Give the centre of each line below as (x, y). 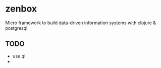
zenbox (21, 9)
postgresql (16, 28)
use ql (19, 56)
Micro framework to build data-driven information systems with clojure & (81, 23)
